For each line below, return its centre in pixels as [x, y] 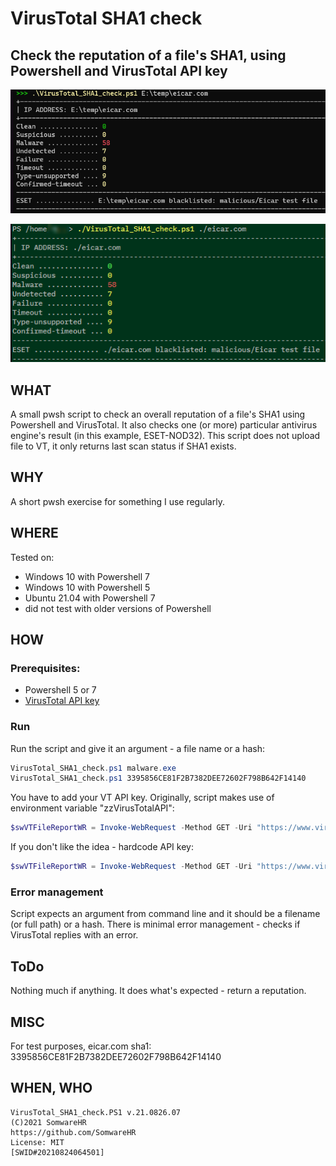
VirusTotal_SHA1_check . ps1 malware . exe [93, 768]
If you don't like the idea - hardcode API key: [102, 847]
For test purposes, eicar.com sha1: [81, 1046]
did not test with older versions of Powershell [118, 608]
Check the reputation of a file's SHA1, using [148, 55]
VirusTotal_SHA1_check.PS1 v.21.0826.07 [96, 1112]
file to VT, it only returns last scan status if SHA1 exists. [123, 446]
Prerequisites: [45, 668]
